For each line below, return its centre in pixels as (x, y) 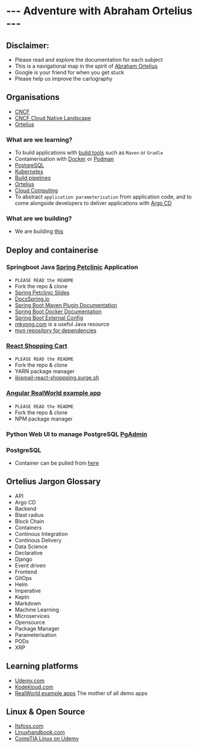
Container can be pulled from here (57, 463)
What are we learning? (39, 140)
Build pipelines (33, 178)
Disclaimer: (28, 45)
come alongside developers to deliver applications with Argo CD (93, 203)
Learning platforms (42, 666)
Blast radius (29, 515)
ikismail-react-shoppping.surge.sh (57, 378)
